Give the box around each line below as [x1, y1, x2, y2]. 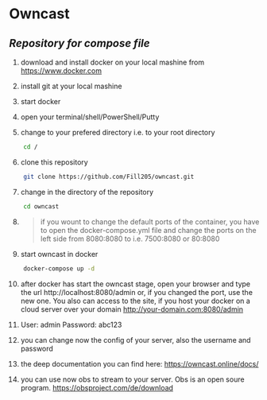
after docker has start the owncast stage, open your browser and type [20, 279, 251, 289]
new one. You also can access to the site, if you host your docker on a [20, 296, 251, 305]
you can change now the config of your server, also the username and [20, 335, 251, 344]
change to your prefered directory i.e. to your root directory [20, 128, 215, 137]
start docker [20, 97, 61, 106]
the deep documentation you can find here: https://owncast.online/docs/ [20, 359, 259, 368]
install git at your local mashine [20, 81, 122, 91]
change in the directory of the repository [20, 187, 154, 196]
